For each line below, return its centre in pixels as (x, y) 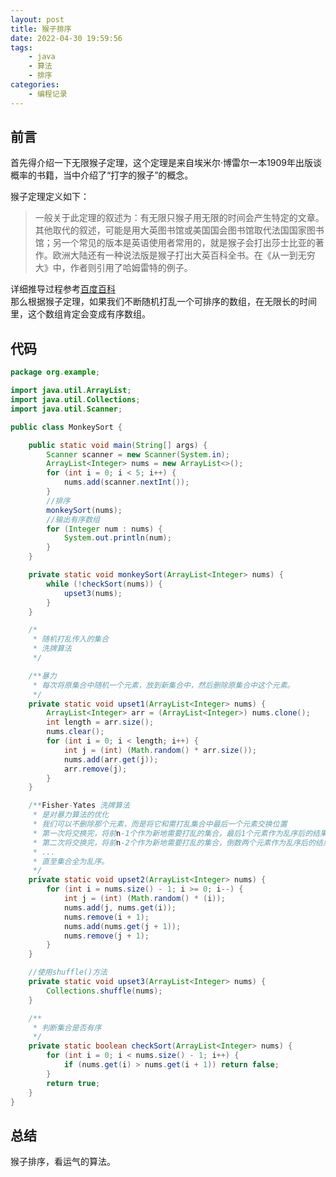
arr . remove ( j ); (95, 769)
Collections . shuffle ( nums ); (104, 991)
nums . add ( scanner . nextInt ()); (126, 482)
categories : (35, 85)
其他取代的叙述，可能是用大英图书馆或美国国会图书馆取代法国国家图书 (179, 230)
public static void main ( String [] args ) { (118, 445)
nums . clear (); (75, 732)
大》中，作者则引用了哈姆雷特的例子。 (113, 268)
